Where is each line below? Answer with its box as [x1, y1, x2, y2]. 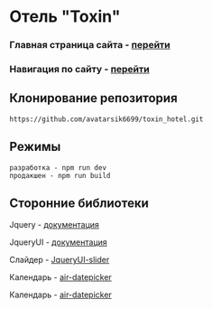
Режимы [9, 139, 61, 154]
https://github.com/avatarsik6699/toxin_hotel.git [9, 115, 204, 124]
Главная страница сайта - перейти [9, 39, 171, 51]
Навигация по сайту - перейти [9, 63, 151, 76]
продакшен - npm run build [9, 171, 111, 180]
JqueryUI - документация [9, 237, 108, 248]
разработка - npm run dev [9, 163, 106, 173]
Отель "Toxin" [9, 6, 121, 27]
